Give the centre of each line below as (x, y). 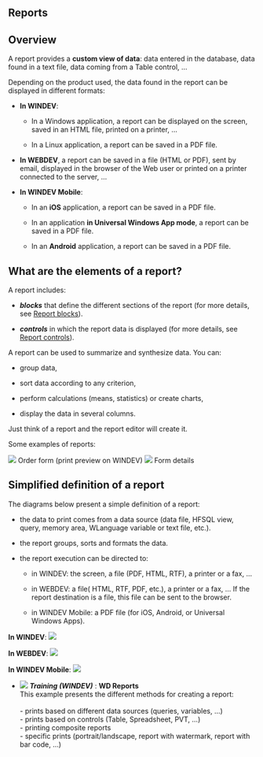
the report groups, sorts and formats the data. (94, 543)
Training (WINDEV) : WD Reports (84, 685)
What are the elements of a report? (95, 271)
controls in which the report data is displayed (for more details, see (128, 329)
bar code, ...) (40, 744)
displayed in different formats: (57, 91)
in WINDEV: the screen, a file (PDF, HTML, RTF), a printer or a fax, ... (142, 573)
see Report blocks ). (51, 314)
